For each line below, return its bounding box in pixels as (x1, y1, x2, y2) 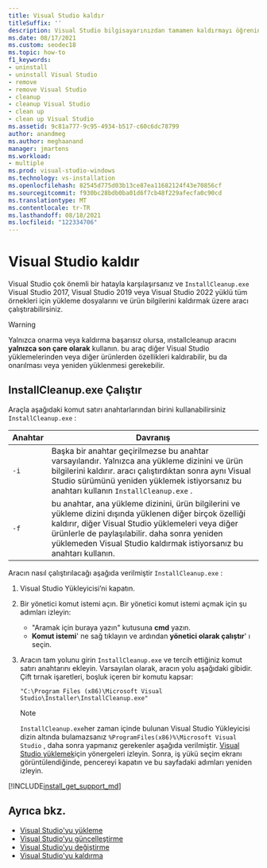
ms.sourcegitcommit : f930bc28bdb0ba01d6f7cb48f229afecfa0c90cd (8, 188, 222, 197)
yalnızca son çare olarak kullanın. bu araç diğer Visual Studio (8, 343, 210, 354)
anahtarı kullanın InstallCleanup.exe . (51, 485, 193, 496)
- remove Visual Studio (8, 85, 87, 94)
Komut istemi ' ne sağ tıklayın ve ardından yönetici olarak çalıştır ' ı (31, 631, 250, 641)
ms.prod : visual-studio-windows (8, 167, 115, 175)
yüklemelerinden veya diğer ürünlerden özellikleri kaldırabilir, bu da (8, 352, 228, 362)
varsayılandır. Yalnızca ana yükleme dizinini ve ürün (51, 455, 244, 466)
